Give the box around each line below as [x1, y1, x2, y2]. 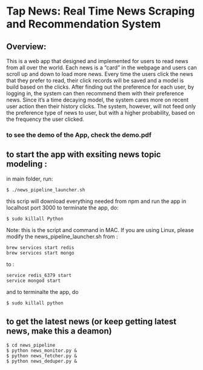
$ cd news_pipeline [6, 342, 56, 348]
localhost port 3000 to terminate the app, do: [6, 204, 119, 211]
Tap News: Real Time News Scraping [6, 4, 195, 18]
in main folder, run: [6, 175, 53, 182]
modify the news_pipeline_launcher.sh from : [6, 233, 118, 240]
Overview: [6, 41, 47, 52]
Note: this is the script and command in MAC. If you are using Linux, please [6, 226, 194, 233]
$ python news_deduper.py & [6, 358, 78, 364]
